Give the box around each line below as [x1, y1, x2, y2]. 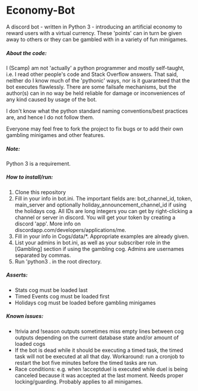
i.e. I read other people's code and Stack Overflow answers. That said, [6, 71, 178, 78]
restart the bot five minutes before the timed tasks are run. [14, 359, 158, 366]
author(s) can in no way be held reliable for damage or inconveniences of [6, 90, 186, 97]
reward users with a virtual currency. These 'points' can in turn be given [6, 29, 182, 36]
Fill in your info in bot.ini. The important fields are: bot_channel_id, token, [14, 195, 193, 202]
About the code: [6, 49, 47, 56]
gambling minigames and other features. [6, 131, 106, 138]
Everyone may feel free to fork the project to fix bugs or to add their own [6, 125, 184, 132]
